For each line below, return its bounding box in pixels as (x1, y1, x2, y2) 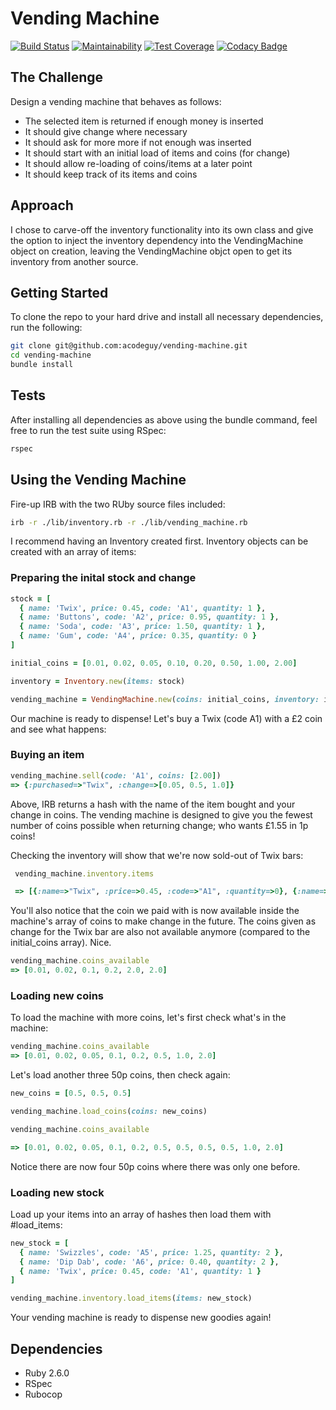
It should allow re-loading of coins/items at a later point (24, 157, 253, 169)
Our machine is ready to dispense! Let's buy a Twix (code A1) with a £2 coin (10, 712, 323, 724)
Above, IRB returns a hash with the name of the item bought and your (10, 798, 296, 810)
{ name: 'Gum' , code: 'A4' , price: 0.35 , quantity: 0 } (19, 631, 257, 641)
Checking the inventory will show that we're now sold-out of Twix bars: (10, 849, 304, 861)
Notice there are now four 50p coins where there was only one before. (10, 1160, 301, 1172)
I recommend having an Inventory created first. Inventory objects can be (10, 535, 309, 547)
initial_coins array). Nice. (10, 937, 112, 949)
